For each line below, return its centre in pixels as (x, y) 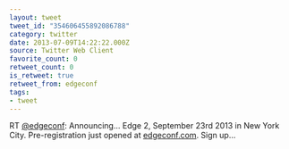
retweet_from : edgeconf (54, 84)
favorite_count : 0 (43, 59)
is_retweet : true (42, 76)
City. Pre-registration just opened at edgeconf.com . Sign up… (123, 136)
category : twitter (43, 34)
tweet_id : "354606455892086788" (69, 26)
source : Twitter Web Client (62, 51)
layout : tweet (36, 17)
